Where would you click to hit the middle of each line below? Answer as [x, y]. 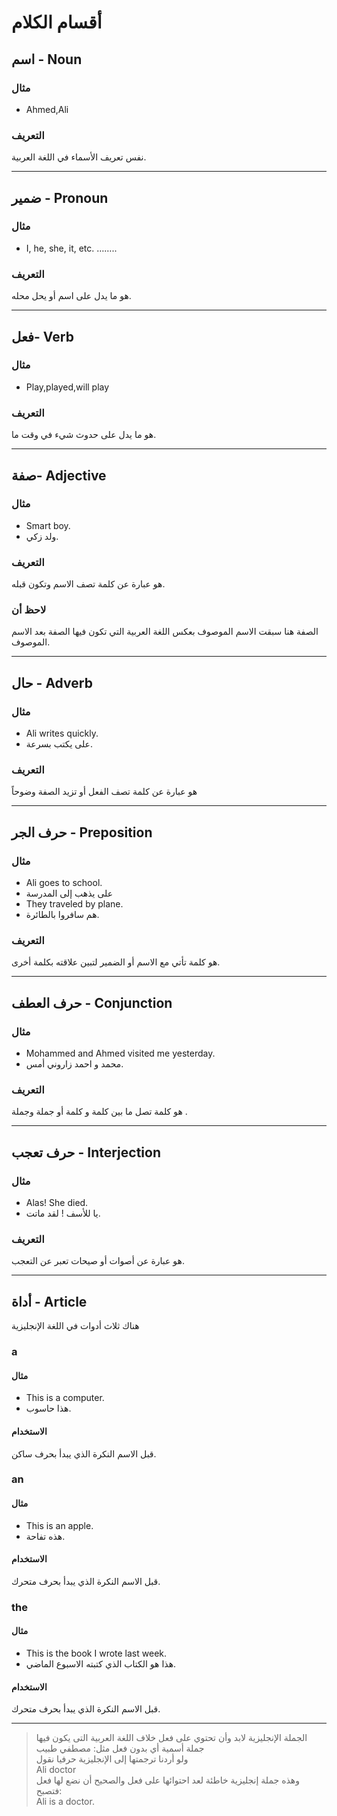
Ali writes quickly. [62, 733]
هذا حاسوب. [48, 1408]
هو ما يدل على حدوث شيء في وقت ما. [84, 435]
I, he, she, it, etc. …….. [71, 248]
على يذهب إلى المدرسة [69, 893]
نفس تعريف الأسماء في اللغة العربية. [79, 157]
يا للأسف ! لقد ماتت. [63, 1213]
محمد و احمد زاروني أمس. [74, 1064]
